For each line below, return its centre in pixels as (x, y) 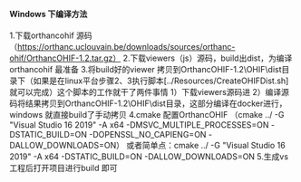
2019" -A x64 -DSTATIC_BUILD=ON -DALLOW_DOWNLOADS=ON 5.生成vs (149, 157)
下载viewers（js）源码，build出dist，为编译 (211, 58)
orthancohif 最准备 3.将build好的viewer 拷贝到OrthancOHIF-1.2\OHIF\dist (146, 70)
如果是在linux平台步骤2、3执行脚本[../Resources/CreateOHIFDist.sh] (161, 81)
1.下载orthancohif (42, 35)
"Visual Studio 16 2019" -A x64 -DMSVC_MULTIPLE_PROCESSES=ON (139, 125)
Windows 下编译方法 (49, 14)
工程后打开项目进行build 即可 (63, 168)
